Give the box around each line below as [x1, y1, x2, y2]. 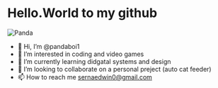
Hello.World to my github [7, 5, 158, 21]
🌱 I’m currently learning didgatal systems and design [17, 57, 171, 65]
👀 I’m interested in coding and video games [17, 50, 144, 58]
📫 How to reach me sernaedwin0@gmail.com [17, 72, 152, 81]
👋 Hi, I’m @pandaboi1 [17, 42, 80, 50]
